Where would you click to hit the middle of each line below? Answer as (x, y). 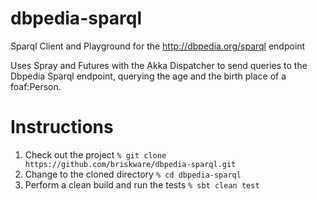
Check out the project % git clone (95, 154)
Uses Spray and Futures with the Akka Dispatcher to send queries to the (159, 65)
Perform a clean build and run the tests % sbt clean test (142, 184)
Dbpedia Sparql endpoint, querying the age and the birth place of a (148, 76)
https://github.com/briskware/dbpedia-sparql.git (130, 164)
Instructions (62, 127)
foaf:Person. (36, 86)
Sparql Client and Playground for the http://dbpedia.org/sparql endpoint (158, 46)
